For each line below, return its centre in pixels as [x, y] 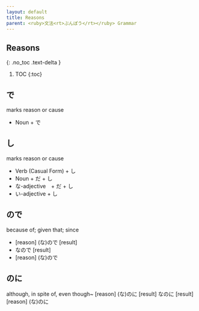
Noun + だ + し [34, 178]
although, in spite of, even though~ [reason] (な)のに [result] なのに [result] [100, 294]
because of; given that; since [42, 230]
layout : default [27, 12]
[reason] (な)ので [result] [46, 242]
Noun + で [28, 122]
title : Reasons [25, 18]
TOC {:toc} [29, 74]
